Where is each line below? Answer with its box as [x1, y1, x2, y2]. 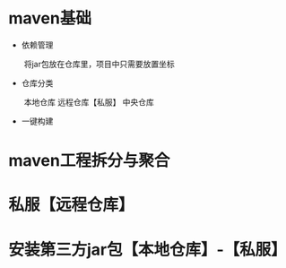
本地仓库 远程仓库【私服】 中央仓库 [23, 96, 154, 108]
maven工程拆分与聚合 [8, 151, 170, 171]
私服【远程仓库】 [8, 195, 135, 215]
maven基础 [8, 8, 91, 29]
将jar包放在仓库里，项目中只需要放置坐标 [23, 58, 176, 69]
